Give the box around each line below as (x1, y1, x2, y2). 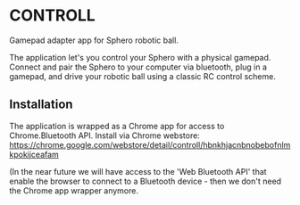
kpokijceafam (9, 149, 60, 160)
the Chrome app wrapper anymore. (9, 184, 138, 196)
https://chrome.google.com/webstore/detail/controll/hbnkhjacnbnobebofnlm (9, 139, 291, 150)
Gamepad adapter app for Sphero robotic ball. (9, 35, 179, 45)
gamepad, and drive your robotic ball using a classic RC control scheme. (9, 70, 277, 81)
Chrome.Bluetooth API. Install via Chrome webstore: (9, 130, 201, 141)
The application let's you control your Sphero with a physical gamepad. (9, 52, 271, 62)
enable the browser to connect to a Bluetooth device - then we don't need (9, 176, 282, 186)
